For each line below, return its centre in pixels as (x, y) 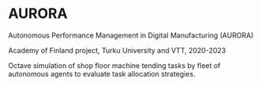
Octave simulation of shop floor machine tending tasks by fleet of (114, 65)
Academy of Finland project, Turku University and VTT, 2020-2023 (117, 50)
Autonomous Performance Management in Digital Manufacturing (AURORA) (131, 35)
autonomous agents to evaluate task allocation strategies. (102, 73)
